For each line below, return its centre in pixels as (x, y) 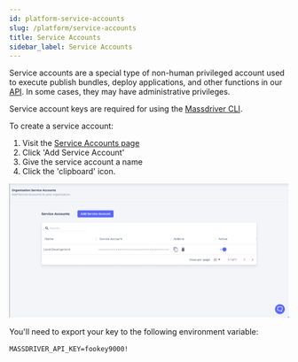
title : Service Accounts (55, 37)
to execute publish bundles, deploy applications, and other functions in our (146, 82)
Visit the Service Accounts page (81, 143)
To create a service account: (61, 126)
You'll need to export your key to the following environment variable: (134, 331)
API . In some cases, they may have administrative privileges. (120, 92)
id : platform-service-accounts (67, 19)
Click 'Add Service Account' (73, 153)
